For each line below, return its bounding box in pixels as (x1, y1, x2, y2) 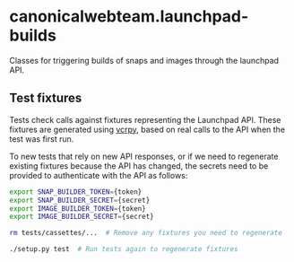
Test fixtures (9, 91, 82, 106)
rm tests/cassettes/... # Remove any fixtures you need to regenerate (9, 229, 282, 238)
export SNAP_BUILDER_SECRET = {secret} (9, 196, 151, 205)
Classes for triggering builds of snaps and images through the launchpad (9, 55, 280, 65)
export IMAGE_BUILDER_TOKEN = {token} (9, 204, 146, 213)
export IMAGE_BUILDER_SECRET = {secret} (9, 213, 154, 222)
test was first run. (9, 133, 74, 144)
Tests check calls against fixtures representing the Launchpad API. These (9, 114, 281, 125)
